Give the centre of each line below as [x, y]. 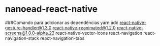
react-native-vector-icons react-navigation [99, 33]
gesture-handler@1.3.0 [28, 27]
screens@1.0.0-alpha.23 [30, 33]
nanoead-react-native [51, 9]
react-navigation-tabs [62, 38]
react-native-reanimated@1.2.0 [84, 27]
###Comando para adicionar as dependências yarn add [62, 23]
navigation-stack [22, 38]
